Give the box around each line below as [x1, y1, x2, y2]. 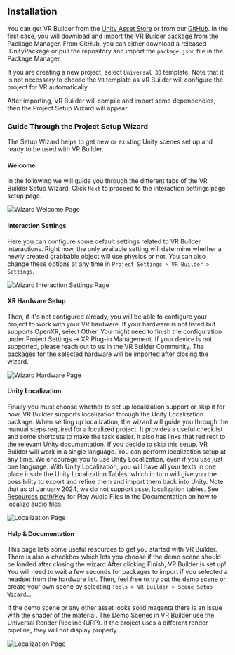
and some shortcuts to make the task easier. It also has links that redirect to [7, 432, 226, 440]
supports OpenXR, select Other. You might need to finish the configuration [7, 327, 222, 336]
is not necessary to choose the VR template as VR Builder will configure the [7, 75, 224, 84]
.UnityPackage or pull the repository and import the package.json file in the [7, 46, 223, 55]
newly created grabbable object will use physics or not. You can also [7, 252, 206, 260]
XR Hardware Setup [7, 297, 66, 305]
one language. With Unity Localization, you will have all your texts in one [7, 462, 216, 471]
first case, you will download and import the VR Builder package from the [7, 32, 219, 40]
